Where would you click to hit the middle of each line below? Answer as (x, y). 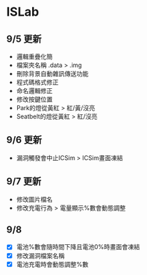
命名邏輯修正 (34, 91)
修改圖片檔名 (34, 199)
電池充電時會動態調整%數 (52, 264)
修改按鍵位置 (34, 99)
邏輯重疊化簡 (34, 56)
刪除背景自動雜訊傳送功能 (52, 74)
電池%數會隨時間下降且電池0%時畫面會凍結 (78, 247)
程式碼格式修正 (37, 82)
